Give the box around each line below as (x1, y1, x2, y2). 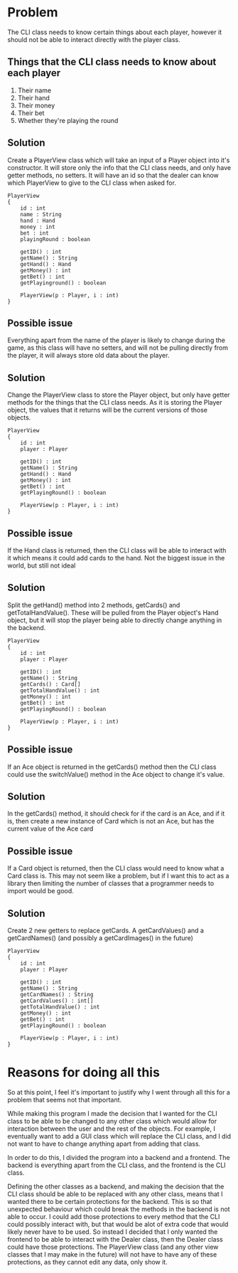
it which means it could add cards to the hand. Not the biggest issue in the (7, 554, 225, 562)
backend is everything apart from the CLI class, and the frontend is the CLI (7, 1161, 226, 1169)
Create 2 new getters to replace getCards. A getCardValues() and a (7, 926, 205, 935)
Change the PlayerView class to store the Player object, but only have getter (7, 390, 230, 399)
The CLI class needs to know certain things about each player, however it (7, 28, 222, 36)
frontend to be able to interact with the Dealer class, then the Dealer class (7, 1235, 224, 1243)
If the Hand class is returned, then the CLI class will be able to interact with (7, 546, 227, 555)
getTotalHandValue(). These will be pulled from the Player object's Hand (7, 608, 219, 617)
